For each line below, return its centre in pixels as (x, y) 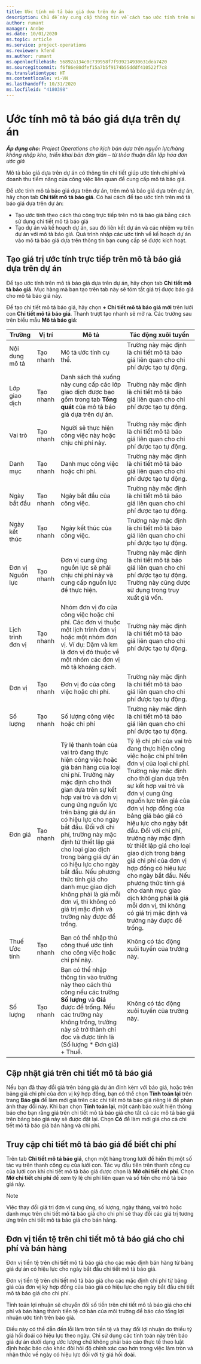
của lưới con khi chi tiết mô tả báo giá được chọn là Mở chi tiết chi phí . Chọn (100, 1171)
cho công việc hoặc (89, 953)
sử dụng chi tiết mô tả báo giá (51, 221)
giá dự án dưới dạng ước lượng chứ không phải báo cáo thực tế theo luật (95, 1342)
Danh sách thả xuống (91, 377)
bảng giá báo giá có (155, 816)
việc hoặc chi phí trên (157, 756)
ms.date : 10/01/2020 (32, 34)
